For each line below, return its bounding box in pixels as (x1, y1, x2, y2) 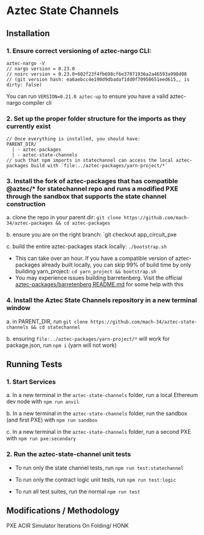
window (6, 304, 31, 313)
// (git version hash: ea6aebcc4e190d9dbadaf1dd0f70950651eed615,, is (6, 76, 190, 83)
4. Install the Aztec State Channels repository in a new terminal (6, 296, 197, 305)
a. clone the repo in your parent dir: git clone (6, 214, 122, 221)
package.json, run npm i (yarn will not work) (6, 341, 117, 349)
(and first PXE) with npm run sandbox (6, 416, 98, 423)
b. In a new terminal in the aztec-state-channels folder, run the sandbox (6, 410, 188, 417)
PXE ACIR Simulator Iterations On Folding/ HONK (6, 522, 129, 529)
